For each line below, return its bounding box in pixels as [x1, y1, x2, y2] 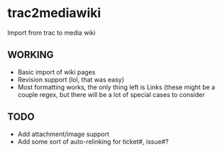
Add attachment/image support [17, 130, 110, 138]
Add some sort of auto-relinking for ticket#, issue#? [17, 137, 169, 146]
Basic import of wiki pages [17, 67, 96, 76]
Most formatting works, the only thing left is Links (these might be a [17, 83, 216, 91]
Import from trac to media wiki [7, 28, 96, 37]
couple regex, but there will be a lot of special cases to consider [17, 90, 205, 98]
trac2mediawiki [7, 5, 101, 21]
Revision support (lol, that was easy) [17, 75, 125, 84]
